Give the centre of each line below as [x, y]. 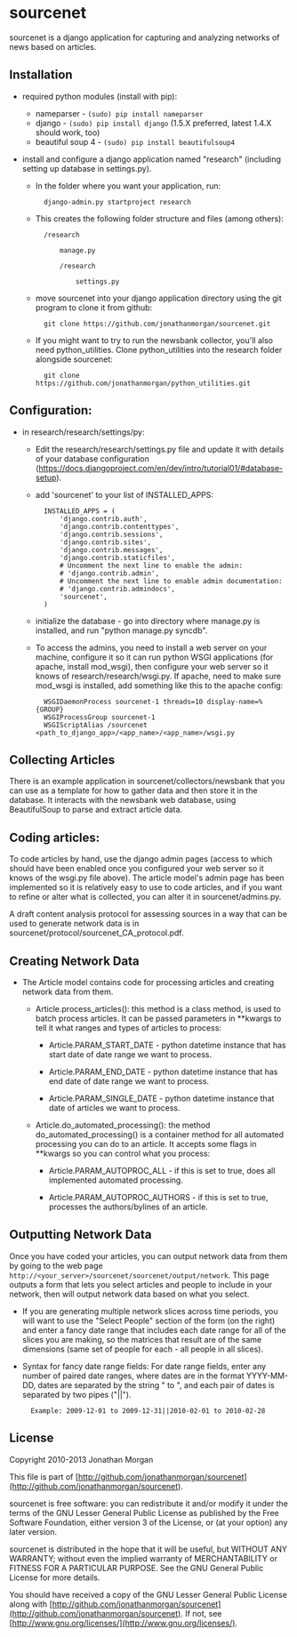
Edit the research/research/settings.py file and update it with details [160, 449]
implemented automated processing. [116, 1180]
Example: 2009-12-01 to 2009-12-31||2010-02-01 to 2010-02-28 [148, 1411]
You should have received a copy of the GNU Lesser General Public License [148, 1594]
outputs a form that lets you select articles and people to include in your [141, 1284]
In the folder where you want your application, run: [128, 186]
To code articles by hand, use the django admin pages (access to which [141, 859]
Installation [41, 75]
